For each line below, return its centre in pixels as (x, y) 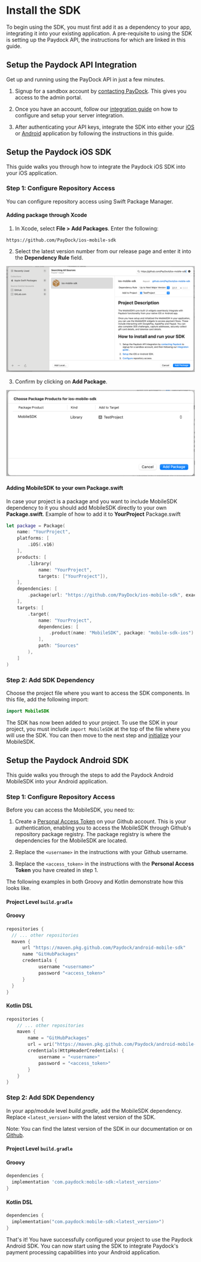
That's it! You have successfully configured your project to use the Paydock (100, 1239)
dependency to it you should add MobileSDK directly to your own (86, 507)
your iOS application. (32, 173)
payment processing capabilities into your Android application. (83, 1252)
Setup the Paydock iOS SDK (59, 152)
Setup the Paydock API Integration (71, 65)
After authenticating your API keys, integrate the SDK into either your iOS (105, 127)
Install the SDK (44, 10)
